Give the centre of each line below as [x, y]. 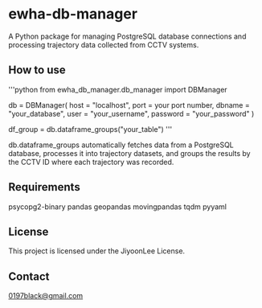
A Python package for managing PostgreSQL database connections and [127, 36]
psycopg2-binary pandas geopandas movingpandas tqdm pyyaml [118, 207]
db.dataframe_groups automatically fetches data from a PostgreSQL [121, 145]
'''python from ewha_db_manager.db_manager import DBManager [118, 89]
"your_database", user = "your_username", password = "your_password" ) [131, 113]
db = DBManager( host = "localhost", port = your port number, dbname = [129, 105]
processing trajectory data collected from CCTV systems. [104, 44]
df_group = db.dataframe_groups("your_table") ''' [90, 129]
